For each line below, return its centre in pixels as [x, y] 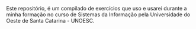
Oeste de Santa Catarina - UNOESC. [50, 21]
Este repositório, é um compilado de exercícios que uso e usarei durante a [97, 8]
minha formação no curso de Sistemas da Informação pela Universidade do [98, 14]
